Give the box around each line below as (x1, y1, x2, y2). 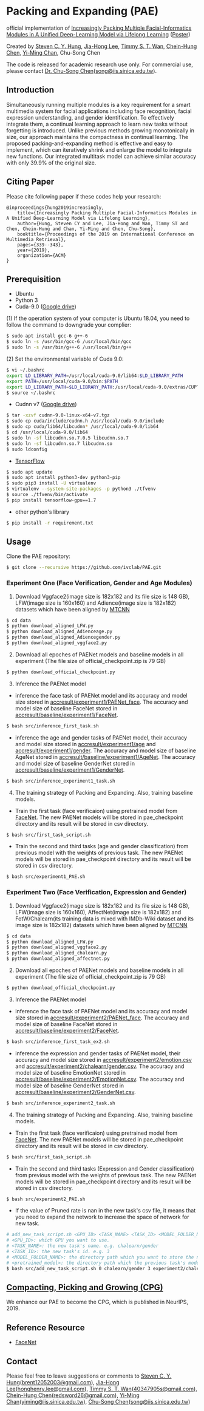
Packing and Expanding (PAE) (6, 4, 159, 18)
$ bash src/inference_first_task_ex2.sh (6, 1038, 110, 1045)
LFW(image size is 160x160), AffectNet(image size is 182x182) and (15, 908, 182, 916)
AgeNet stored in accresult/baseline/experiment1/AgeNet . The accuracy (15, 753, 195, 760)
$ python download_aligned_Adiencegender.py (6, 634, 121, 641)
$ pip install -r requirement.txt (6, 520, 94, 526)
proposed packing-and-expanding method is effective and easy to (6, 140, 173, 147)
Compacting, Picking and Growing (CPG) (6, 1282, 163, 1293)
